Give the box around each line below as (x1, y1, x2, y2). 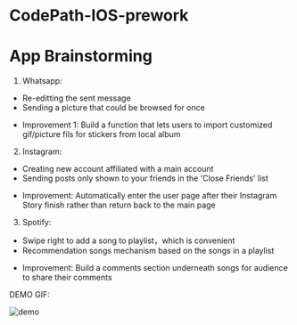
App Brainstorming (9, 46, 153, 67)
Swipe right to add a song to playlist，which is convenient (21, 235, 235, 246)
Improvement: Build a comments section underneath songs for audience (21, 263, 288, 273)
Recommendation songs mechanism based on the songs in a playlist (21, 246, 275, 256)
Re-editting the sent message (21, 93, 131, 103)
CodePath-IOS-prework (9, 5, 189, 26)
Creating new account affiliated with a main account (21, 164, 214, 175)
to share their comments (21, 272, 113, 283)
